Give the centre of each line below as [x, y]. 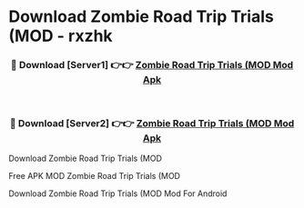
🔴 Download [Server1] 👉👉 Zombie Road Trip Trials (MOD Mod [152, 65]
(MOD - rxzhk [61, 36]
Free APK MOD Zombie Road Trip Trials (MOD [95, 175]
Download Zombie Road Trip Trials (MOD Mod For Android [118, 193]
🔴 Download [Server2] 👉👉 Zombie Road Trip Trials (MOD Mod [152, 124]
